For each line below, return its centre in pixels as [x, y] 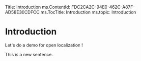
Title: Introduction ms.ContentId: [38, 7]
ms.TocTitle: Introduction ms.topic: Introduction [88, 12]
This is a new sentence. [29, 54]
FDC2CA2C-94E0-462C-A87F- [103, 7]
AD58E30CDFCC [22, 12]
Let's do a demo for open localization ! [44, 45]
